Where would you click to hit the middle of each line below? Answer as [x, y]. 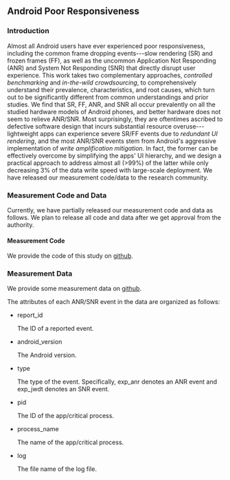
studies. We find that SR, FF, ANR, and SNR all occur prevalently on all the [112, 104]
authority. [21, 225]
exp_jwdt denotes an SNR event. [63, 389]
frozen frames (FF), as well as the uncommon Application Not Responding [112, 61]
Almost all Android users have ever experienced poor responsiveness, [106, 46]
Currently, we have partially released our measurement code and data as [110, 210]
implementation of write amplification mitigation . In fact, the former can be [113, 148]
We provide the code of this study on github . [70, 256]
